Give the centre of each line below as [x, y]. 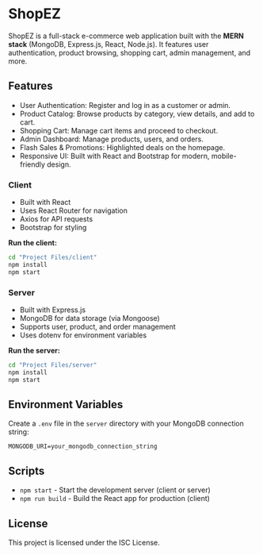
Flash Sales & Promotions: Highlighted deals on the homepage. [122, 147]
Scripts [27, 470]
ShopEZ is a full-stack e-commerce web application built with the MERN [126, 36]
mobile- [224, 156]
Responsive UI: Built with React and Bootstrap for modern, [114, 156]
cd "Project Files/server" [53, 365]
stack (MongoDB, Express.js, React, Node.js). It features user [109, 44]
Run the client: [33, 243]
